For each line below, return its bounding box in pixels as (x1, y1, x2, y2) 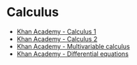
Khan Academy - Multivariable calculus (16, 42, 130, 50)
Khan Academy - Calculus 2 (16, 34, 98, 43)
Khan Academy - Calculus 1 (16, 27, 96, 36)
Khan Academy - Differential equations (16, 50, 129, 58)
